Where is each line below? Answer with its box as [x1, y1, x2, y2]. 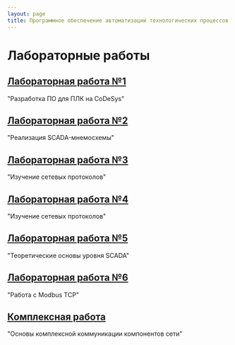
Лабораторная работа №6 [7, 271, 128, 283]
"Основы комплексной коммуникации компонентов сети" [7, 329, 183, 338]
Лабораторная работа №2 [7, 115, 128, 127]
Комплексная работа [7, 310, 106, 322]
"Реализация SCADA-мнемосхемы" [7, 134, 114, 142]
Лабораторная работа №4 [7, 193, 129, 205]
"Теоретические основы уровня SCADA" [7, 251, 130, 259]
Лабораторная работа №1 [7, 76, 127, 88]
